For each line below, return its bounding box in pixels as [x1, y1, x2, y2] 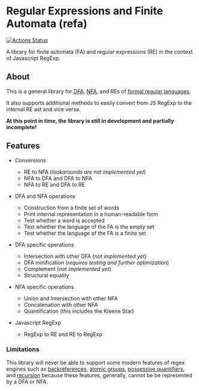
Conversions [14, 156, 47, 164]
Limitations [6, 345, 40, 353]
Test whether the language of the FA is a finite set [23, 229, 146, 236]
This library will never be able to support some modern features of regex [6, 359, 185, 366]
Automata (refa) [6, 17, 88, 30]
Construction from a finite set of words [23, 204, 120, 211]
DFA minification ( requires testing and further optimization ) [23, 258, 169, 266]
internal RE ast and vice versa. [6, 106, 81, 113]
